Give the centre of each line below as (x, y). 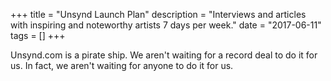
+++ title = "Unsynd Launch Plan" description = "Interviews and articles (158, 14)
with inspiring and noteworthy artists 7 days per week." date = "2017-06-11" (166, 25)
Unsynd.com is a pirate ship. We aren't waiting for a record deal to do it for (164, 55)
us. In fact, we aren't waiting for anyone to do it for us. (122, 65)
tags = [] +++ (38, 35)
